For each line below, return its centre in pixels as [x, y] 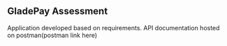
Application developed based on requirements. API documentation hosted [113, 27]
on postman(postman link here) [52, 35]
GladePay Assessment [58, 11]
